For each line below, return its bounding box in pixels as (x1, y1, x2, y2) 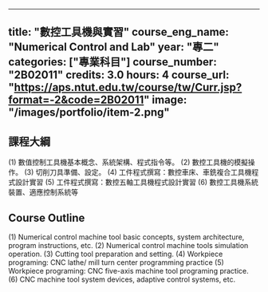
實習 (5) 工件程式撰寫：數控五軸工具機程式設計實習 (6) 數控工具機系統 (29, 177, 259, 187)
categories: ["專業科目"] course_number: (8, 55, 217, 69)
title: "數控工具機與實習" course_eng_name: (8, 26, 230, 39)
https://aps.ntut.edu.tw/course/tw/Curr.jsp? (14, 81, 242, 94)
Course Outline (8, 211, 85, 224)
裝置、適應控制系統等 (8, 187, 78, 197)
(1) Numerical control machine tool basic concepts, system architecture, (8, 232, 245, 242)
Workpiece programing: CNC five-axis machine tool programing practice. (8, 266, 249, 276)
